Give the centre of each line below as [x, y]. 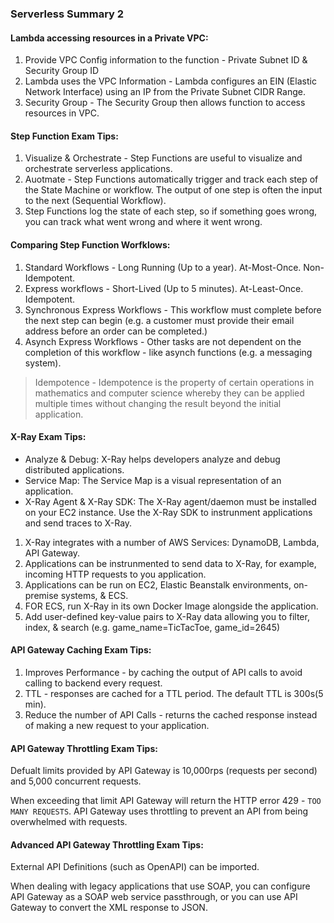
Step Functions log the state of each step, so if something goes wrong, [171, 211]
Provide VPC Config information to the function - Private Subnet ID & [166, 60]
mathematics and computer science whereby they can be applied [169, 393]
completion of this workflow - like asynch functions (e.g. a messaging [168, 352]
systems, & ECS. [94, 595]
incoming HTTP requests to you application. [115, 574]
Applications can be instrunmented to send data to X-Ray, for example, [170, 563]
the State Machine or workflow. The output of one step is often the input [173, 190]
